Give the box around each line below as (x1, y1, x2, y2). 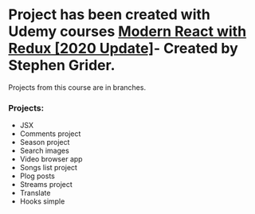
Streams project (19, 180, 73, 189)
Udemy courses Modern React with (8, 22, 247, 41)
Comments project (19, 129, 81, 138)
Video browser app (19, 154, 83, 164)
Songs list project (19, 163, 78, 173)
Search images (19, 146, 69, 156)
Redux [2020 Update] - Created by (8, 40, 239, 57)
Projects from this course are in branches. (8, 82, 146, 92)
